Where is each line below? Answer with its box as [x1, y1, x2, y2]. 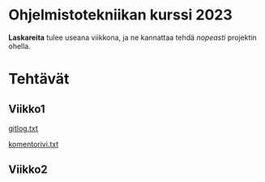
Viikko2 [8, 162, 49, 176]
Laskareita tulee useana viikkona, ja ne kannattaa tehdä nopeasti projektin [8, 32, 257, 42]
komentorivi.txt [8, 139, 59, 149]
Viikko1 [8, 102, 46, 115]
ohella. [8, 41, 31, 50]
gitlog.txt [8, 123, 39, 133]
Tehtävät [8, 70, 70, 89]
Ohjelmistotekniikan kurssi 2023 [8, 6, 233, 24]
